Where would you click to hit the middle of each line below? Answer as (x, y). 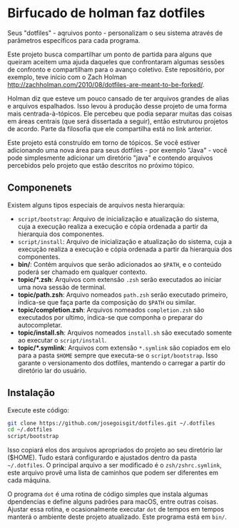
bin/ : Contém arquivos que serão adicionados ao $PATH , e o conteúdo (119, 264)
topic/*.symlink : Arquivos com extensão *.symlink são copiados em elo (124, 347)
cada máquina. (29, 480)
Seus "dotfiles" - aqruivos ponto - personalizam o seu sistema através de (115, 33)
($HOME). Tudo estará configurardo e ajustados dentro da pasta (102, 457)
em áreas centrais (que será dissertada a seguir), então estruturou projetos (118, 121)
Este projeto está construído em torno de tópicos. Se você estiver (104, 142)
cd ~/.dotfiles (30, 430)
